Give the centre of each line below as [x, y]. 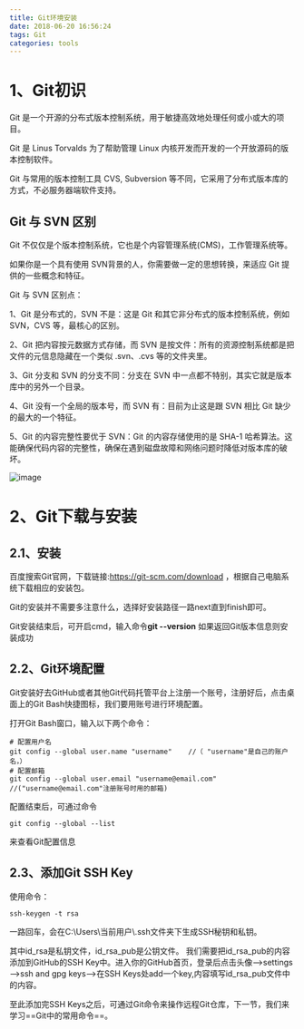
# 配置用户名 [30, 742]
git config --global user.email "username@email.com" [113, 779]
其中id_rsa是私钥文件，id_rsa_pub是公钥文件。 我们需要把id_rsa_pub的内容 [150, 951]
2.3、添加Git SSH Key [71, 873]
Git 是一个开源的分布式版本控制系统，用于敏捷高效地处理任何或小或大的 [143, 118]
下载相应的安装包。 [53, 587]
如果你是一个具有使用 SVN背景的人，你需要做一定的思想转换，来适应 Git [144, 264]
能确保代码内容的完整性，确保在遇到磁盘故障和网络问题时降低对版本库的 [144, 448]
